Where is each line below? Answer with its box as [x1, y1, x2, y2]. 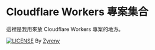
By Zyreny [35, 37, 60, 44]
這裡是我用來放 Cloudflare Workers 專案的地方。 [6, 26, 124, 33]
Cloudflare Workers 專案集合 [6, 5, 149, 19]
